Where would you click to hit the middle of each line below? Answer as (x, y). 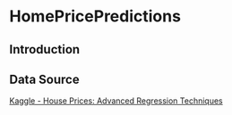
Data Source (44, 79)
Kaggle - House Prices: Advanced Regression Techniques (116, 101)
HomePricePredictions (95, 16)
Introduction (45, 49)
